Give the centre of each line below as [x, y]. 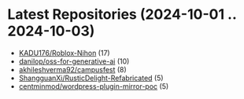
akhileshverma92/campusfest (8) [72, 69]
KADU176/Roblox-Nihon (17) [65, 53]
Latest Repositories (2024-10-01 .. [122, 15]
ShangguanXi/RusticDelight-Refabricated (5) [91, 78]
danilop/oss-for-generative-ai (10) [74, 61]
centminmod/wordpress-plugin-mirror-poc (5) [94, 86]
